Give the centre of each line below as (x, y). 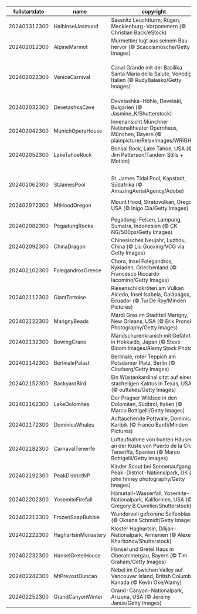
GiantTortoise (70, 298)
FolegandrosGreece (77, 270)
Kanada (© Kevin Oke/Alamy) (147, 582)
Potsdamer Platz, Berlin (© (143, 362)
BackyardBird (70, 383)
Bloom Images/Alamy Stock (144, 348)
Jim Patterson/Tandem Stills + (147, 155)
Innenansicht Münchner (140, 121)
